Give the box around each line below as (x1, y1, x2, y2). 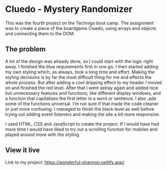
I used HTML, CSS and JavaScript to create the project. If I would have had (5, 121, 160, 127)
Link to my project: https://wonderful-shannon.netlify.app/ (5, 159, 125, 165)
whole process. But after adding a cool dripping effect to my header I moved (5, 79, 162, 85)
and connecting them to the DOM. (5, 30, 75, 36)
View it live (5, 146, 40, 155)
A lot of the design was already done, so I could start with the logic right (5, 58, 154, 64)
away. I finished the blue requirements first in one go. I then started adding (5, 63, 159, 69)
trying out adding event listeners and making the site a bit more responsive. (5, 111, 161, 117)
